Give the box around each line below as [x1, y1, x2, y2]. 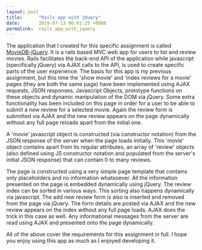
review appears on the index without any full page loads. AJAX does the [6, 206, 186, 214]
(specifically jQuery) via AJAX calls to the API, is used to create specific [6, 61, 185, 69]
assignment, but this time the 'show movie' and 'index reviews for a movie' [6, 74, 192, 81]
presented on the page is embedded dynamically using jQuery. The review [6, 181, 192, 188]
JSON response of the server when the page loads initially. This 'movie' [6, 137, 184, 145]
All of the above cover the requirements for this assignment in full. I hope [6, 231, 188, 238]
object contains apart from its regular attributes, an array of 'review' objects [6, 143, 195, 151]
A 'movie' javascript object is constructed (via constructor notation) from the [6, 131, 197, 138]
